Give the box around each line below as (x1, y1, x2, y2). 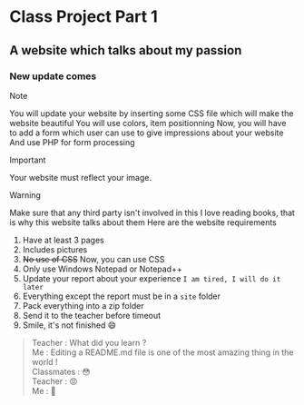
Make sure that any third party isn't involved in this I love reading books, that (9, 207, 295, 218)
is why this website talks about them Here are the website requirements (9, 216, 277, 228)
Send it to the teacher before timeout (22, 310, 162, 321)
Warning (9, 189, 41, 201)
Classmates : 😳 (31, 366, 91, 377)
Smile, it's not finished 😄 (22, 320, 116, 331)
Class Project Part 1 (9, 6, 159, 27)
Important (9, 154, 46, 165)
